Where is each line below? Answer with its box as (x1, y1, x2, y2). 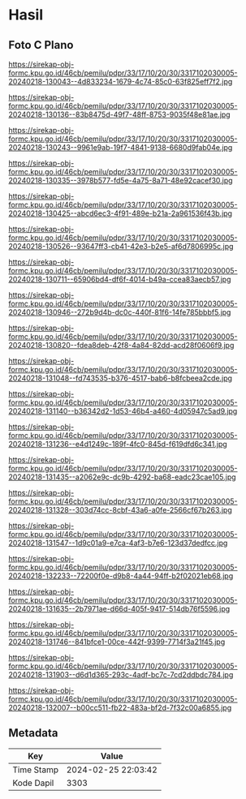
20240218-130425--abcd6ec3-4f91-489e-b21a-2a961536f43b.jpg (8, 208, 233, 218)
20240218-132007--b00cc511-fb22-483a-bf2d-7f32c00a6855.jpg (8, 703, 232, 712)
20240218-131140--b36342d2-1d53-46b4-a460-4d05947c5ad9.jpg (8, 406, 238, 415)
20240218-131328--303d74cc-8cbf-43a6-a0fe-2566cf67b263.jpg (8, 505, 233, 514)
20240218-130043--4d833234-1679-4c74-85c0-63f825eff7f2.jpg (8, 77, 233, 86)
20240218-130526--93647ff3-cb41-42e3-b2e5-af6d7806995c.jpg (8, 242, 234, 251)
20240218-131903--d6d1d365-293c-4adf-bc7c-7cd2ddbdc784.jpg (8, 670, 234, 679)
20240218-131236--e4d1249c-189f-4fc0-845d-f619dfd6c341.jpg (8, 440, 227, 449)
